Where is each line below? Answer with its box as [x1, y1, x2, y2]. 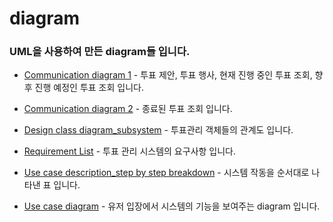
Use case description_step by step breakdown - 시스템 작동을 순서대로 [23, 167, 310, 179]
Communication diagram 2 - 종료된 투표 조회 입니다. [23, 103, 233, 115]
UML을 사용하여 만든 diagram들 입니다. [9, 45, 191, 59]
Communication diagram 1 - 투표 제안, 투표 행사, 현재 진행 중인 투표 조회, [23, 69, 313, 81]
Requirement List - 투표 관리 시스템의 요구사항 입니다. [23, 145, 236, 157]
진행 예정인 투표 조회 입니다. [34, 82, 144, 94]
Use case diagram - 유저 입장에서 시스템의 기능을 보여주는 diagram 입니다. [23, 200, 321, 212]
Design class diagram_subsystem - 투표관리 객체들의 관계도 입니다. [23, 124, 294, 136]
